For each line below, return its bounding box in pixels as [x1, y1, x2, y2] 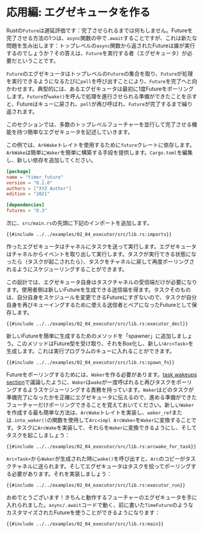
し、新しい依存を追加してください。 [6, 156, 97, 164]
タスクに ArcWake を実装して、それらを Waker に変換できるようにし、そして [16, 424, 197, 431]
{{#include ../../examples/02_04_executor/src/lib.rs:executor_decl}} [6, 321, 188, 327]
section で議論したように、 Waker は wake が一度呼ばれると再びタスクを [6, 378, 177, 386]
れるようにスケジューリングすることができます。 [6, 266, 128, 273]
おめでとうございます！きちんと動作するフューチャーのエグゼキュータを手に [6, 494, 198, 501]
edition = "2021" [6, 191, 50, 197]
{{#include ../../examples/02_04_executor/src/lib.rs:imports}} [6, 232, 172, 238]
